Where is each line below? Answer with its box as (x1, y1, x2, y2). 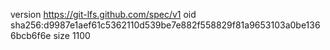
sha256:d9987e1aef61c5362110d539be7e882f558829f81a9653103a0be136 (10, 19, 321, 31)
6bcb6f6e (10, 30, 52, 41)
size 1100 (53, 30, 91, 41)
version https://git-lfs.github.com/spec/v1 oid (10, 9, 197, 20)
